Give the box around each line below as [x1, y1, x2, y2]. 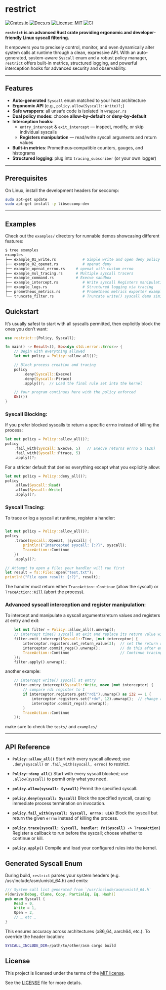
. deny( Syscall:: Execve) [23, 372, 72, 377]
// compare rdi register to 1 [23, 687, 85, 692]
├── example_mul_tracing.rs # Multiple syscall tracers [5, 271, 134, 276]
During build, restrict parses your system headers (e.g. [5, 872, 120, 878]
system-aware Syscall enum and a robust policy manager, [28, 54, 148, 60]
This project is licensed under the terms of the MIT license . [5, 970, 125, 976]
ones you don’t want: [5, 326, 48, 332]
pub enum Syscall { [5, 896, 45, 901]
